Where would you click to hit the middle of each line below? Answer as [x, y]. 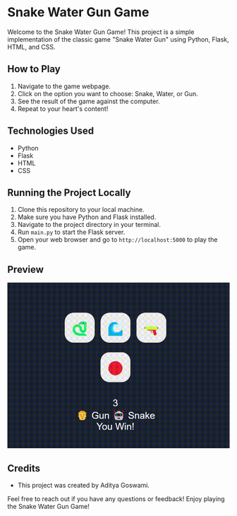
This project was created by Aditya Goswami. [84, 486]
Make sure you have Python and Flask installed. [87, 217]
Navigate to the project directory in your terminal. [89, 225]
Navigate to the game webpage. [64, 86]
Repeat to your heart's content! [63, 109]
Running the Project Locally [69, 193]
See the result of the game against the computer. [89, 101]
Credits [24, 468]
